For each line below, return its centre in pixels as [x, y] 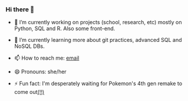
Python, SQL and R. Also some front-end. [65, 28]
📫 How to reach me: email [47, 58]
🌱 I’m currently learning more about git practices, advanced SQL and [98, 40]
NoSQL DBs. [29, 46]
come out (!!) [29, 92]
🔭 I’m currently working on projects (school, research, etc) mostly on [98, 22]
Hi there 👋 [20, 9]
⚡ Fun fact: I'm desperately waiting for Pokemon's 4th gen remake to [98, 84]
